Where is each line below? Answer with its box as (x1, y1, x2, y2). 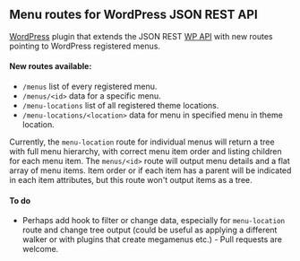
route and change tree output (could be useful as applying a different (21, 224, 278, 236)
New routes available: (9, 61, 92, 72)
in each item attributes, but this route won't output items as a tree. (9, 175, 253, 186)
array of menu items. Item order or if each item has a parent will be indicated (9, 165, 292, 176)
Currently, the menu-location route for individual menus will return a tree (9, 136, 275, 147)
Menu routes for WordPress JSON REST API (9, 7, 258, 22)
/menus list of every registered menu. (21, 81, 158, 92)
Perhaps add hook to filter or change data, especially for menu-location (21, 215, 285, 226)
